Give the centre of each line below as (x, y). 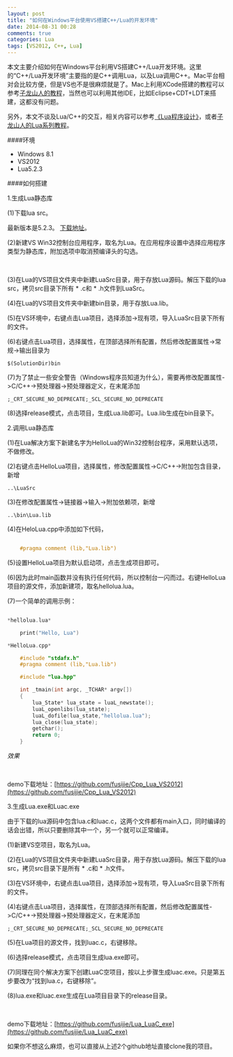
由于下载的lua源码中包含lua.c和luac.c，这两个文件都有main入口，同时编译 (113, 821)
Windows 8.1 (35, 154)
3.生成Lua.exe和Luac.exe (44, 806)
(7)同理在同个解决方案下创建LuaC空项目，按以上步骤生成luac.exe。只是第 (113, 972)
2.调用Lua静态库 (31, 428)
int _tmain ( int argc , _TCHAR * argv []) (76, 690)
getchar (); (48, 729)
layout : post (26, 14)
